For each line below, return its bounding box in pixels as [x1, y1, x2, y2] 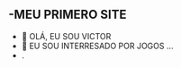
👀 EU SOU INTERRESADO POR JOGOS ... [21, 40, 174, 51]
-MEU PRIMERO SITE [8, 7, 127, 22]
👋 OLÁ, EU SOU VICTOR [21, 30, 112, 41]
